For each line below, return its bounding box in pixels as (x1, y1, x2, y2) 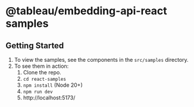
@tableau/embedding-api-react (5, 4, 167, 18)
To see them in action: (14, 62, 69, 70)
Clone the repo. (23, 69, 62, 75)
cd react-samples (23, 76, 67, 82)
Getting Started (5, 40, 64, 51)
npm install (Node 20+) (23, 81, 83, 89)
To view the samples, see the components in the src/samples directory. (14, 56, 189, 63)
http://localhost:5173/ (23, 94, 76, 101)
